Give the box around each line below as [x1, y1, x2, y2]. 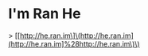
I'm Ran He [8, 5, 81, 23]
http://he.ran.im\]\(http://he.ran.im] [19, 31, 134, 40]
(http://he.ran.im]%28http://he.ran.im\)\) [8, 39, 141, 48]
